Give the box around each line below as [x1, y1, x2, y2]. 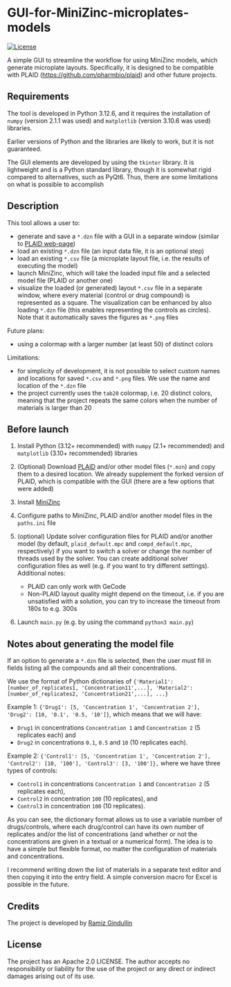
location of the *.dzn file [17, 381, 86, 389]
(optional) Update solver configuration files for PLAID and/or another [17, 532, 213, 541]
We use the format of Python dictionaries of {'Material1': [7, 677, 174, 686]
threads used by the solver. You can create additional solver [17, 554, 188, 562]
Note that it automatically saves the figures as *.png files [17, 313, 178, 321]
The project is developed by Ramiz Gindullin [7, 919, 133, 927]
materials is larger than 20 [17, 403, 92, 411]
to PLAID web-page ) [17, 239, 76, 247]
